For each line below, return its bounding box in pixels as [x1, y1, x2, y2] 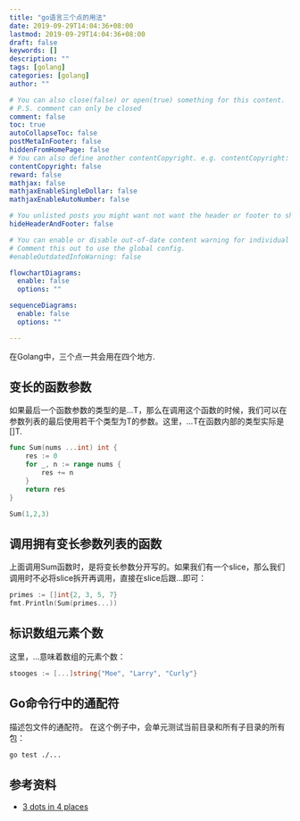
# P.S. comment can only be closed [9, 104, 142, 112]
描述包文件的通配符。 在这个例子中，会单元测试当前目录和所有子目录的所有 [9, 721, 286, 732]
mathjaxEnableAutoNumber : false [9, 195, 129, 204]
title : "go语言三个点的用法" [9, 12, 107, 22]
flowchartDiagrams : [9, 269, 82, 278]
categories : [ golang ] [9, 71, 90, 80]
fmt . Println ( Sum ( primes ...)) [9, 599, 118, 608]
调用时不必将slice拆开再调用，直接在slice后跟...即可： [9, 573, 207, 584]
